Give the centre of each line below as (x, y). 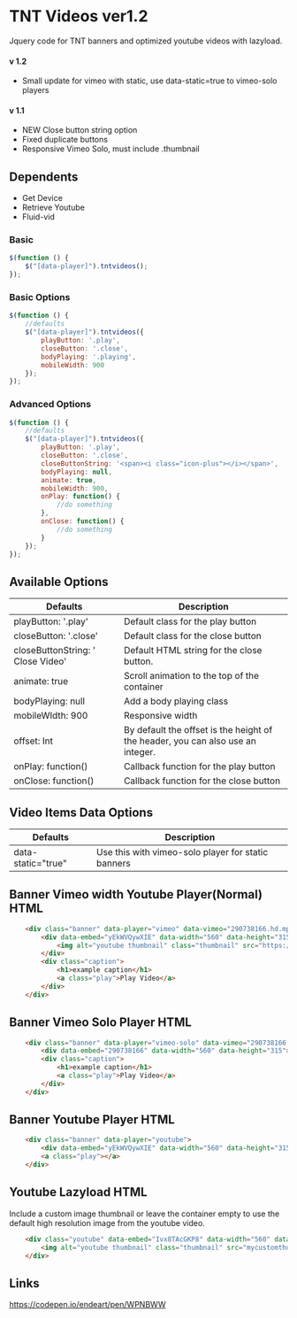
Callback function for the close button (202, 781)
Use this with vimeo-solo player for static (182, 852)
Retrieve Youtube (53, 208)
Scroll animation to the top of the (191, 676)
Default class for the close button (193, 636)
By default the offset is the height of (198, 730)
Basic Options (40, 297)
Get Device (42, 198)
